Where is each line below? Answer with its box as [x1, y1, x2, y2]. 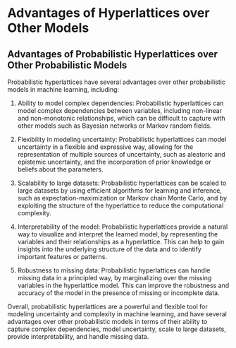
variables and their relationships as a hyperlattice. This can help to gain [17, 238, 225, 246]
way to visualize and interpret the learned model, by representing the [17, 230, 218, 238]
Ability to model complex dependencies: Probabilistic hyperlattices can [17, 99, 224, 107]
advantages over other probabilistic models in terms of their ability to [7, 318, 208, 325]
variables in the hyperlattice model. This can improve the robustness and [17, 281, 230, 289]
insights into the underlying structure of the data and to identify [17, 245, 202, 253]
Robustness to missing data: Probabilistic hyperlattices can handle [17, 266, 211, 275]
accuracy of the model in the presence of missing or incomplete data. [17, 289, 220, 297]
